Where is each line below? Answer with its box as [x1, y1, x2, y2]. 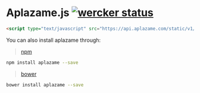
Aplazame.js [6, 6, 70, 20]
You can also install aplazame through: [6, 36, 101, 44]
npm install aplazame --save [6, 60, 79, 66]
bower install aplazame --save [6, 82, 84, 88]
